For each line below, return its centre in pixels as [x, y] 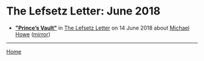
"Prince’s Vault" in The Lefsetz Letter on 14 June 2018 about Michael [102, 28]
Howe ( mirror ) [32, 34]
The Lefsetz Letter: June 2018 [83, 11]
